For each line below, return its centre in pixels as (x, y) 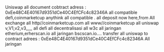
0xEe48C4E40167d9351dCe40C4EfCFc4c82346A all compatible (71, 12)
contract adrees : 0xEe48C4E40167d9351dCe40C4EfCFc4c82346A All (78, 39)
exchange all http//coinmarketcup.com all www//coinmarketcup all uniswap (82, 23)
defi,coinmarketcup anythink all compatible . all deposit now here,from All (80, 18)
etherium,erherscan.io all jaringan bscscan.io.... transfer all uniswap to (77, 33)
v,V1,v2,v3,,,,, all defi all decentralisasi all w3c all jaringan (63, 28)
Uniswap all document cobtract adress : (46, 7)
